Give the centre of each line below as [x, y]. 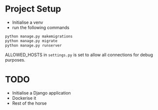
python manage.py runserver [34, 45]
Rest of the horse [29, 103]
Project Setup [33, 9]
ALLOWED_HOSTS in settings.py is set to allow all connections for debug [79, 55]
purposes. [15, 60]
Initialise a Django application [42, 93]
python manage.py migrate [31, 41]
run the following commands [41, 27]
